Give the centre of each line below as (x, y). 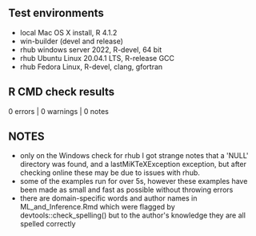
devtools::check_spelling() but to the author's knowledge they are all (133, 215)
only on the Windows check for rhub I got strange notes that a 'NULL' (134, 156)
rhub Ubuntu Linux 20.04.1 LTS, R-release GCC (97, 58)
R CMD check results (62, 92)
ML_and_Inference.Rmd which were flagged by (98, 207)
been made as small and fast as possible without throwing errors (126, 190)
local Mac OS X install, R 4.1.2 (68, 32)
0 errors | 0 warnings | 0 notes (59, 111)
